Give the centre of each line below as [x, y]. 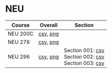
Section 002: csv [84, 57]
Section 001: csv [84, 50]
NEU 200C [21, 34]
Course [21, 25]
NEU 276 [19, 42]
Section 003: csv [84, 63]
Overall [49, 25]
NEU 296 [19, 57]
